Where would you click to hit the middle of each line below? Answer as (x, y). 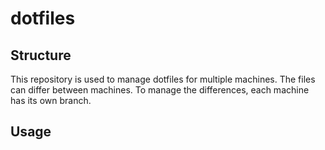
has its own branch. (51, 100)
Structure (41, 55)
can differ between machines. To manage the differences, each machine (160, 90)
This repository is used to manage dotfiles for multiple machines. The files (163, 79)
